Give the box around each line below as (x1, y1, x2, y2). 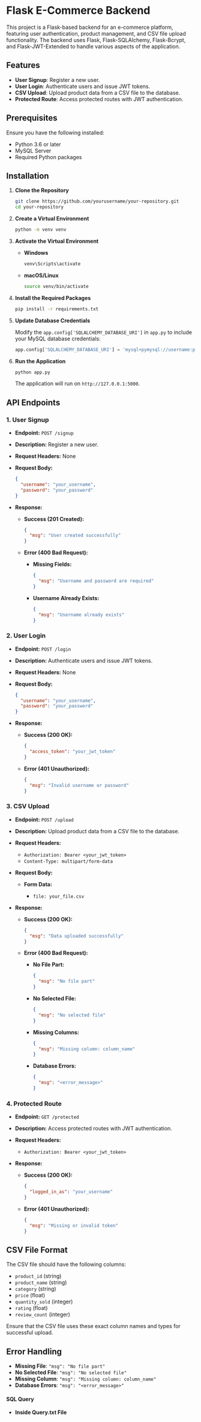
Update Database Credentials (14, 317, 91, 324)
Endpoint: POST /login (14, 645, 71, 653)
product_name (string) (14, 1279, 67, 1286)
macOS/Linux (23, 272, 59, 279)
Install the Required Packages (14, 294, 91, 301)
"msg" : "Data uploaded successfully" (29, 933, 124, 939)
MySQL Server (14, 147, 52, 154)
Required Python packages (14, 153, 82, 160)
